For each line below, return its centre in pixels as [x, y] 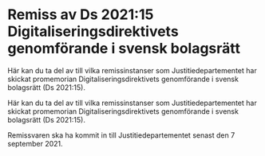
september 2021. [35, 143]
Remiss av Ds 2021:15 [81, 15]
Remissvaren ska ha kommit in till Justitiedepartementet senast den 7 [121, 135]
